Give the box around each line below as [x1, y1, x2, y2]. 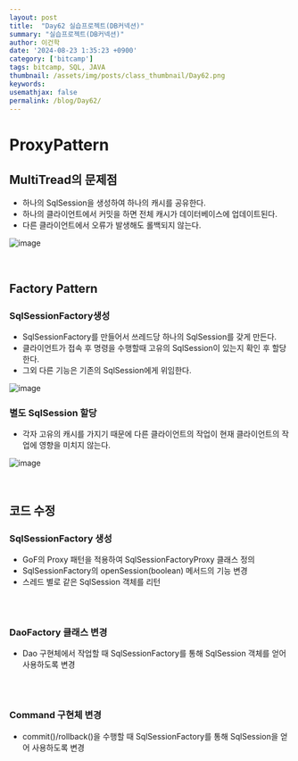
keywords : [9, 79, 46, 88]
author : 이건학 [9, 38, 61, 47]
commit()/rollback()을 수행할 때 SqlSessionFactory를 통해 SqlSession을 [21, 731, 279, 741]
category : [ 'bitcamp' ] [9, 54, 94, 63]
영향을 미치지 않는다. [38, 439, 112, 451]
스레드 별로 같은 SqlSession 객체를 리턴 [21, 577, 161, 588]
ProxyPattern [9, 135, 110, 155]
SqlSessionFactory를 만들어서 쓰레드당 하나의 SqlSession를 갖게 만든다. [21, 331, 277, 342]
